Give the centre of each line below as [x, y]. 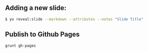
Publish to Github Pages [42, 34]
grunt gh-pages [21, 46]
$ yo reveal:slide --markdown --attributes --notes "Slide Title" [74, 19]
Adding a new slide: [36, 8]
